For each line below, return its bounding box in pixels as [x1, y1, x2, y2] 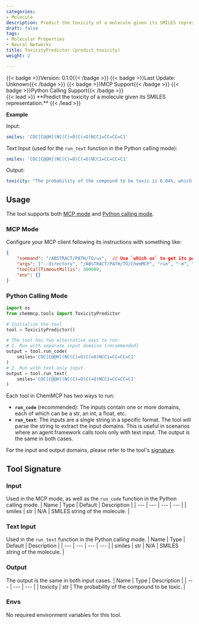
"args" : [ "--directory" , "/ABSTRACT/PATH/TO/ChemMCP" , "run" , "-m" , [17, 261, 190, 267]
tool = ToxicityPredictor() [6, 327, 76, 332]
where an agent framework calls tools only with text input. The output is [14, 429, 190, 436]
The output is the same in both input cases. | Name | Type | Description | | [6, 577, 187, 584]
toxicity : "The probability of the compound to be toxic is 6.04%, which [6, 178, 192, 184]
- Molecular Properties [6, 36, 65, 42]
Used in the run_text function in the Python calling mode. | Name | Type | [6, 536, 185, 543]
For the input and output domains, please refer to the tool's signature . [6, 447, 176, 454]
